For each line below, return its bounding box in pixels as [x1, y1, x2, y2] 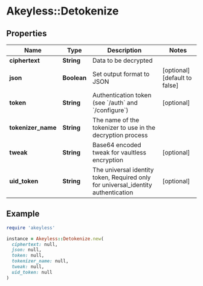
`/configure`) [92, 106, 129, 114]
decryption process [92, 131, 148, 139]
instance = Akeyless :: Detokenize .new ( [6, 235, 104, 242]
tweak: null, [11, 264, 45, 270]
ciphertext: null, [11, 241, 59, 247]
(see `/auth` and [92, 98, 138, 107]
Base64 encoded [92, 141, 141, 149]
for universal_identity [92, 181, 152, 189]
